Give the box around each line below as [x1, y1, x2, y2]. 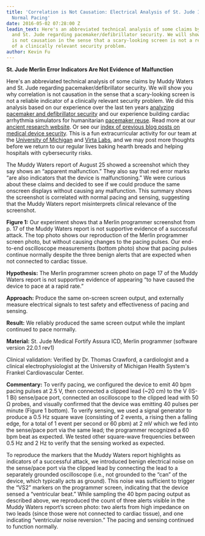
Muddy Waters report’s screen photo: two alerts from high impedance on [6, 503, 190, 510]
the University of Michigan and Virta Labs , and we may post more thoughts [6, 136, 195, 143]
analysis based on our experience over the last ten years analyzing [6, 104, 174, 111]
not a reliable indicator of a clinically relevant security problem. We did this [6, 97, 194, 104]
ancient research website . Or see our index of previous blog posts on [6, 123, 180, 130]
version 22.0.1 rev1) [6, 344, 55, 351]
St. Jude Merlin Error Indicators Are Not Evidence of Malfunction [6, 66, 174, 73]
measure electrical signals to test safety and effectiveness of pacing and [6, 301, 189, 308]
